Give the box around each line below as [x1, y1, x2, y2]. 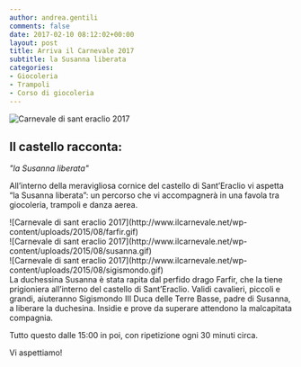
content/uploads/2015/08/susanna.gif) [9, 246, 153, 256]
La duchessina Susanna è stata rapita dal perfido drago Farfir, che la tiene [9, 274, 283, 285]
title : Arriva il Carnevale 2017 [9, 47, 135, 56]
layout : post [9, 38, 58, 48]
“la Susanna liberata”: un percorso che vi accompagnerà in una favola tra [9, 190, 280, 201]
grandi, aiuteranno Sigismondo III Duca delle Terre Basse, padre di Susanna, [9, 293, 291, 304]
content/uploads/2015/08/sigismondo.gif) [9, 264, 164, 275]
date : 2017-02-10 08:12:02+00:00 [9, 30, 135, 39]
